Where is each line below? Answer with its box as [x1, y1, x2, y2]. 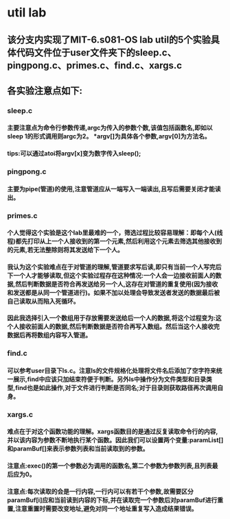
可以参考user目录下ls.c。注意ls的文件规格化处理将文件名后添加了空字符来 [7, 366, 216, 374]
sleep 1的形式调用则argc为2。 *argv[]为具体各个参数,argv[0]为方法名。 [7, 132, 211, 141]
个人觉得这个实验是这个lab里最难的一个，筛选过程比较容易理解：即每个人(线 [7, 228, 223, 237]
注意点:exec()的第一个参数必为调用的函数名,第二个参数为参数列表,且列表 [7, 461, 213, 470]
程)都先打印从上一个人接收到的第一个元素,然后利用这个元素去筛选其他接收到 [7, 237, 222, 245]
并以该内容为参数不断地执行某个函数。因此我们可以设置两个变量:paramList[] [7, 436, 224, 444]
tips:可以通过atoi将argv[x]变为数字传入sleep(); [7, 149, 141, 158]
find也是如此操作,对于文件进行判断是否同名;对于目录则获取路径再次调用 [14, 383, 218, 391]
